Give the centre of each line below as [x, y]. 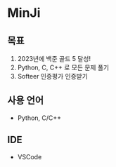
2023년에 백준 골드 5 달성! [54, 59]
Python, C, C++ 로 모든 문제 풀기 [63, 67]
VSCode [30, 156]
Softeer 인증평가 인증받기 [52, 76]
